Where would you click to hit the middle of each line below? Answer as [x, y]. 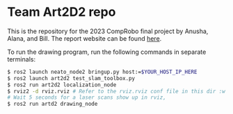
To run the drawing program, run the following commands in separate [107, 52]
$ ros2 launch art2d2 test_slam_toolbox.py [71, 78]
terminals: [22, 59]
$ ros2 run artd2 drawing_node [53, 104]
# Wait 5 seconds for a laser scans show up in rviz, [87, 97]
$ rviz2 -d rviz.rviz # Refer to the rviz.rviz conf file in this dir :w [116, 91]
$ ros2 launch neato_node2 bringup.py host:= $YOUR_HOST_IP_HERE [102, 72]
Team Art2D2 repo [62, 12]
